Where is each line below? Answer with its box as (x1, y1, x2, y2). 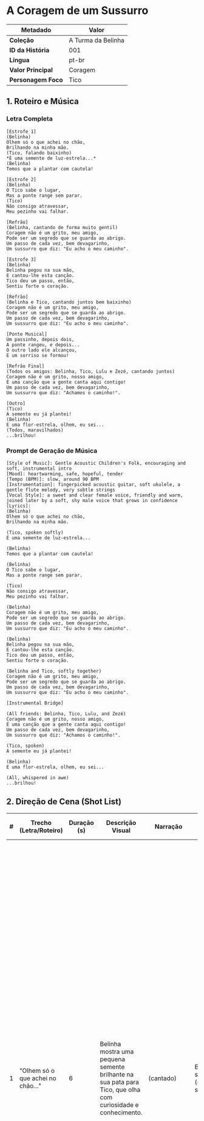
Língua (9, 55, 30, 64)
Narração (154, 822, 183, 830)
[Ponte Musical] (6, 331, 47, 337)
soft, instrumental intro (6, 465, 72, 472)
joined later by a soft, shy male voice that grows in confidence (6, 497, 178, 503)
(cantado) (148, 1073, 177, 1082)
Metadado (21, 26, 52, 34)
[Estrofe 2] (6, 176, 36, 183)
